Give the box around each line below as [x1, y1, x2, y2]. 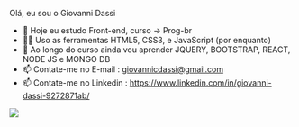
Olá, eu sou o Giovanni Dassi [9, 8, 116, 18]
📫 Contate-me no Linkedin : [22, 77, 128, 88]
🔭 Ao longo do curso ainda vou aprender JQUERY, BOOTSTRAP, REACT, [22, 44, 291, 55]
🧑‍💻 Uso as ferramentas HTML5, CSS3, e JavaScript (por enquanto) [22, 35, 272, 45]
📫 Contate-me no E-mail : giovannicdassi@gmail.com [22, 64, 223, 75]
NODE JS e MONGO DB [22, 54, 111, 64]
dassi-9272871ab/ [22, 90, 90, 101]
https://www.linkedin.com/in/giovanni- [129, 77, 272, 88]
